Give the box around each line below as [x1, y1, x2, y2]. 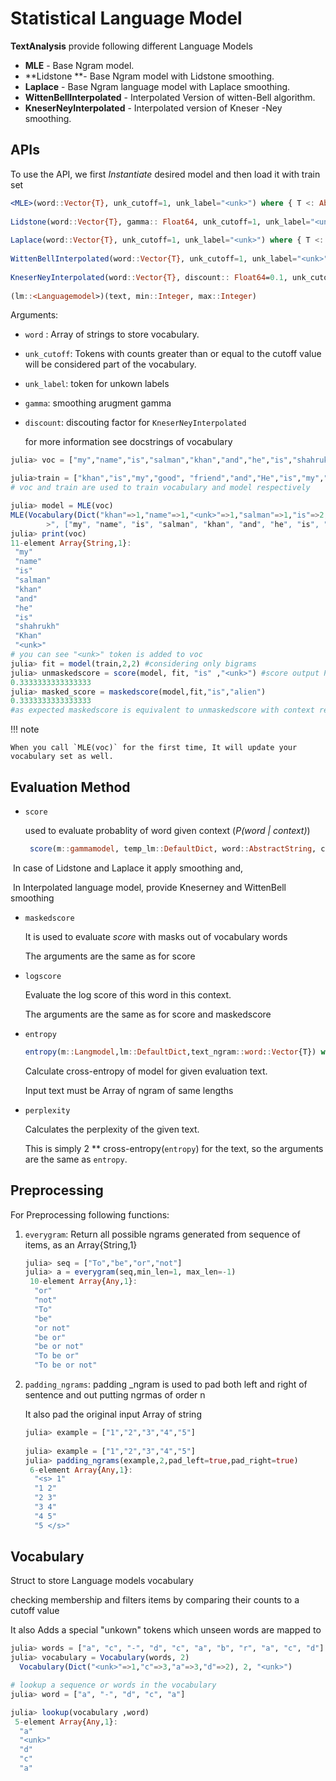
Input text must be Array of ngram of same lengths [24, 1084, 234, 1096]
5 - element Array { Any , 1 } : [14, 1717, 118, 1727]
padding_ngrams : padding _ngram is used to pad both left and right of [24, 1378, 308, 1390]
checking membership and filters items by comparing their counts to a [10, 1594, 300, 1606]
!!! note [10, 723, 40, 736]
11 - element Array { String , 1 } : [10, 538, 132, 548]
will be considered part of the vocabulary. [24, 358, 197, 371]
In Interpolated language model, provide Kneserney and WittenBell [12, 881, 287, 893]
